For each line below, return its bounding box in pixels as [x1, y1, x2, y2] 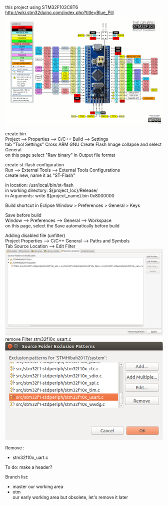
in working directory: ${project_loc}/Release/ [5, 187, 98, 193]
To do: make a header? [5, 464, 52, 470]
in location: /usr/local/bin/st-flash [5, 182, 74, 188]
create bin [5, 131, 26, 137]
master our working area [12, 483, 63, 489]
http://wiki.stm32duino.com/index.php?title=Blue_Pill [5, 10, 114, 16]
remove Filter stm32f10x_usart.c [5, 336, 71, 342]
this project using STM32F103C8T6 [5, 5, 78, 10]
